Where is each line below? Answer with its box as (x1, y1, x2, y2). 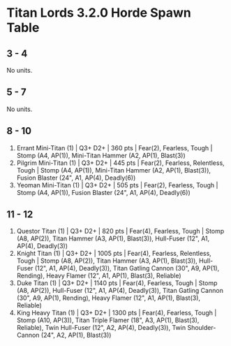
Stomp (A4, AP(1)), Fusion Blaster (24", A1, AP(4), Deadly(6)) (16, 188, 191, 196)
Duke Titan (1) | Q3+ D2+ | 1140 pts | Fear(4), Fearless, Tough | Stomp (16, 279, 218, 287)
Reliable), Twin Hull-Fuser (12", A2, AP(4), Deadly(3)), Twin (16, 324, 186, 332)
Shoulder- (187, 324, 216, 332)
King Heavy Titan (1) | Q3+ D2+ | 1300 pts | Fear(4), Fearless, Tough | (16, 309, 217, 317)
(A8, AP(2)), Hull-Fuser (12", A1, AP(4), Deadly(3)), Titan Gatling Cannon (16, 287, 224, 295)
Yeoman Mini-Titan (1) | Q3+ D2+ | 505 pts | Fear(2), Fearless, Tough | (16, 180, 218, 189)
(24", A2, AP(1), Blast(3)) (40, 331, 112, 340)
